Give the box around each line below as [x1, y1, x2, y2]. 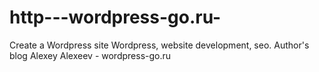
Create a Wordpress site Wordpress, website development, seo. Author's [9, 39, 310, 51]
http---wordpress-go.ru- [9, 6, 222, 29]
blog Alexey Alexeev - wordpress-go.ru [9, 49, 172, 61]
